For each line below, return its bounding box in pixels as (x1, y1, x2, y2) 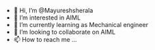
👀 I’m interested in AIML (13, 14, 81, 22)
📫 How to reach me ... (13, 36, 77, 43)
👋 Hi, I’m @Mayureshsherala (13, 7, 94, 14)
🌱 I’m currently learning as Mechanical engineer (13, 21, 149, 28)
